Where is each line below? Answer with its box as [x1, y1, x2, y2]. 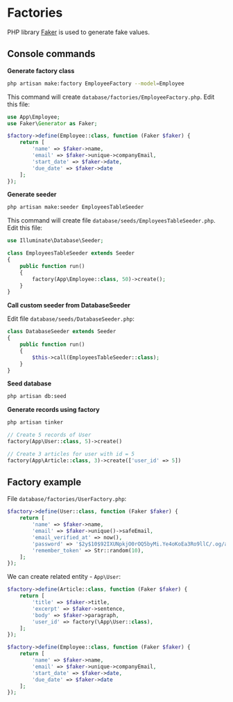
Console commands [7, 48, 96, 60]
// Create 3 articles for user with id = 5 [7, 450, 135, 457]
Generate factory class [7, 66, 75, 74]
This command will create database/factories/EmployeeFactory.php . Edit [7, 93, 215, 101]
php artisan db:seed [7, 393, 67, 400]
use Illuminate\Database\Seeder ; [7, 237, 104, 244]
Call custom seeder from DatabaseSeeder [7, 301, 130, 310]
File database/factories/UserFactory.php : [7, 495, 127, 503]
